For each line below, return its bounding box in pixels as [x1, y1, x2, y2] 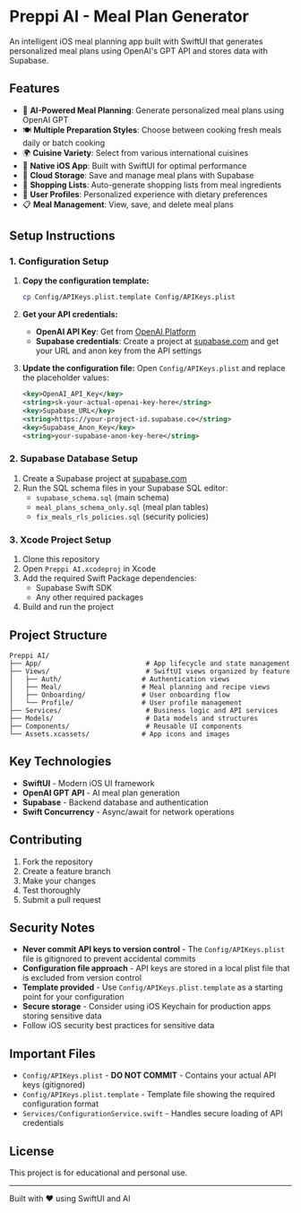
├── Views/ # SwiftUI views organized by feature [9, 666, 291, 676]
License [9, 1143, 55, 1158]
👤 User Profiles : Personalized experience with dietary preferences [21, 188, 268, 199]
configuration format [21, 1098, 99, 1109]
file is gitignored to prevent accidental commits [21, 953, 196, 965]
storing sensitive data [21, 1010, 102, 1021]
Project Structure [9, 628, 107, 643]
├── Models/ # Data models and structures [9, 714, 258, 723]
